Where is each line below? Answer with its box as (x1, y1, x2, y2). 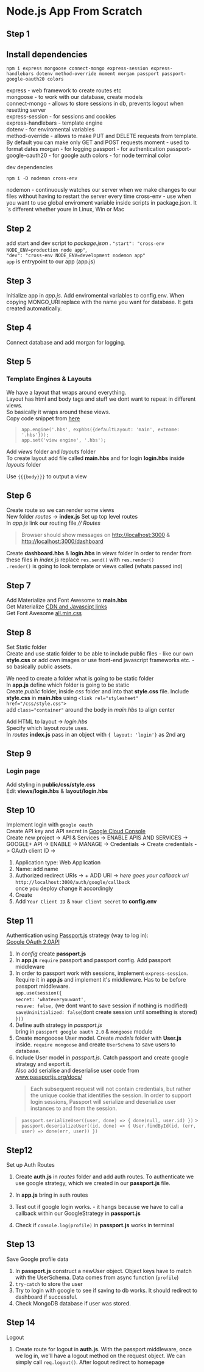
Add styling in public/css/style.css (6, 781, 96, 788)
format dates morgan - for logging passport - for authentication (6, 145, 166, 153)
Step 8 (6, 627, 32, 638)
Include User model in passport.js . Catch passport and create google (15, 1054, 189, 1061)
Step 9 (6, 748, 32, 759)
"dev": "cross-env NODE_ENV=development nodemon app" (6, 252, 146, 259)
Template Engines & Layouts (6, 374, 93, 383)
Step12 (6, 1145, 33, 1155)
